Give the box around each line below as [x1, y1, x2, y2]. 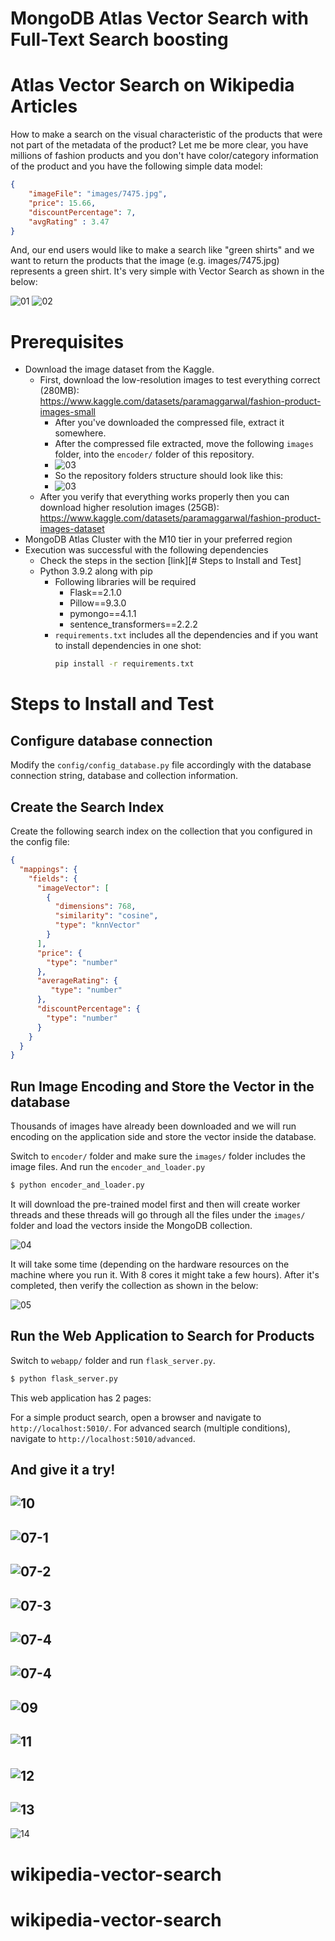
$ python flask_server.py [10, 1373, 118, 1384]
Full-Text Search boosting [10, 28, 229, 51]
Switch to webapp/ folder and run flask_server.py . [10, 1354, 216, 1366]
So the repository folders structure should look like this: [54, 470, 284, 482]
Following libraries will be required [54, 576, 197, 588]
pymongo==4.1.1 [69, 608, 137, 620]
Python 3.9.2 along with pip [39, 565, 153, 577]
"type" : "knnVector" [54, 920, 141, 931]
